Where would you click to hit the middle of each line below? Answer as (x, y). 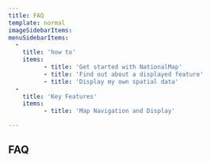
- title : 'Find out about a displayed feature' (123, 74)
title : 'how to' (50, 52)
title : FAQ (26, 15)
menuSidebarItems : (38, 38)
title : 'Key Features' (60, 96)
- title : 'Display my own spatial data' (111, 81)
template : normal (37, 23)
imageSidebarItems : (40, 30)
